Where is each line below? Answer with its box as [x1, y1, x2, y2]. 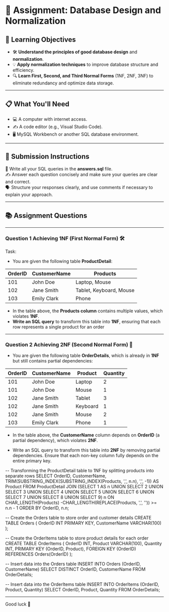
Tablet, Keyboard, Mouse [75, 287, 135, 294]
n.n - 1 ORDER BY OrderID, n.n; [5, 505, 69, 511]
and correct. [5, 179, 31, 185]
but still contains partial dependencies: [12, 358, 93, 364]
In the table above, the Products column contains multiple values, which [12, 308, 163, 314]
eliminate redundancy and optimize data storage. [12, 80, 114, 86]
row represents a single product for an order [12, 324, 105, 330]
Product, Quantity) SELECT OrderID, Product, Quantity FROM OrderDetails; [5, 587, 160, 593]
